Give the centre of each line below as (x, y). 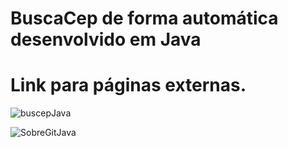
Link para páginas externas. (128, 85)
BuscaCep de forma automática (144, 18)
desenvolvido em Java (106, 39)
